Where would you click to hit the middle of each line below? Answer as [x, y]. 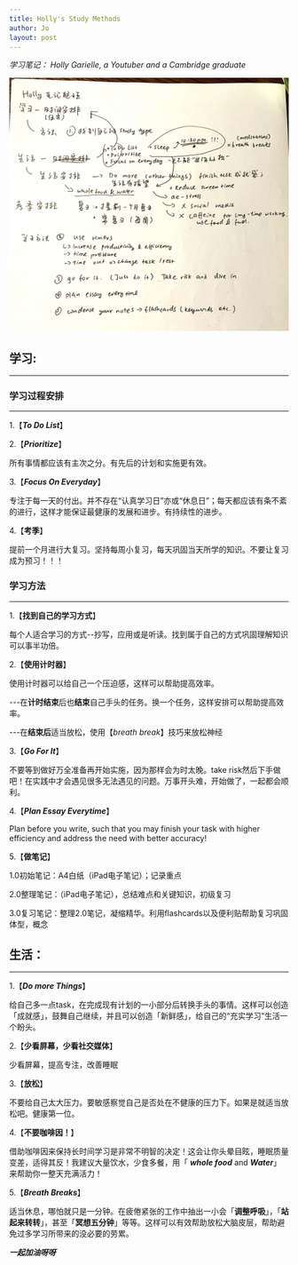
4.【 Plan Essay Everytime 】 [62, 811]
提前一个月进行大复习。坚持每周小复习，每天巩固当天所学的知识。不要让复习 [149, 550]
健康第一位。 [56, 1114]
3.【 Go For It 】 [36, 751]
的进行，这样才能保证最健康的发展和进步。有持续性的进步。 [118, 512]
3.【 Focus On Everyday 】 [57, 482]
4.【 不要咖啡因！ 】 [44, 1133]
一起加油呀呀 [32, 1253]
